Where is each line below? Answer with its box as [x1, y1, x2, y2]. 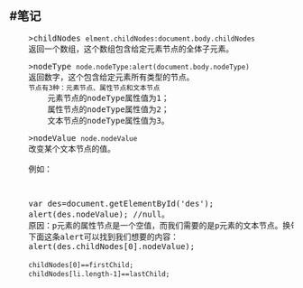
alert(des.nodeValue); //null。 [28, 209, 170, 219]
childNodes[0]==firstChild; [28, 260, 133, 269]
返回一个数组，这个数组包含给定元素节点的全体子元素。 [28, 43, 234, 54]
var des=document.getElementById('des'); [28, 198, 215, 209]
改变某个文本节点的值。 [28, 144, 115, 153]
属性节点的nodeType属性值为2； [47, 104, 170, 115]
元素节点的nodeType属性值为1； [47, 93, 170, 103]
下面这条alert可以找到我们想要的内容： [28, 231, 179, 242]
